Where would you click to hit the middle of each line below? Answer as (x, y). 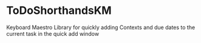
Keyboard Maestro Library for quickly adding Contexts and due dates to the (101, 27)
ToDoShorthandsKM (59, 11)
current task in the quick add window (53, 33)
